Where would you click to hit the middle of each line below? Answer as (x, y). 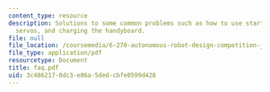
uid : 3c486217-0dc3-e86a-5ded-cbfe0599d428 (82, 75)
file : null (27, 38)
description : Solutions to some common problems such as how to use (125, 23)
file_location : (34, 46)
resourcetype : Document (48, 61)
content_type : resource (48, 16)
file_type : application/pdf (55, 53)
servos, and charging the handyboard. (81, 30)
